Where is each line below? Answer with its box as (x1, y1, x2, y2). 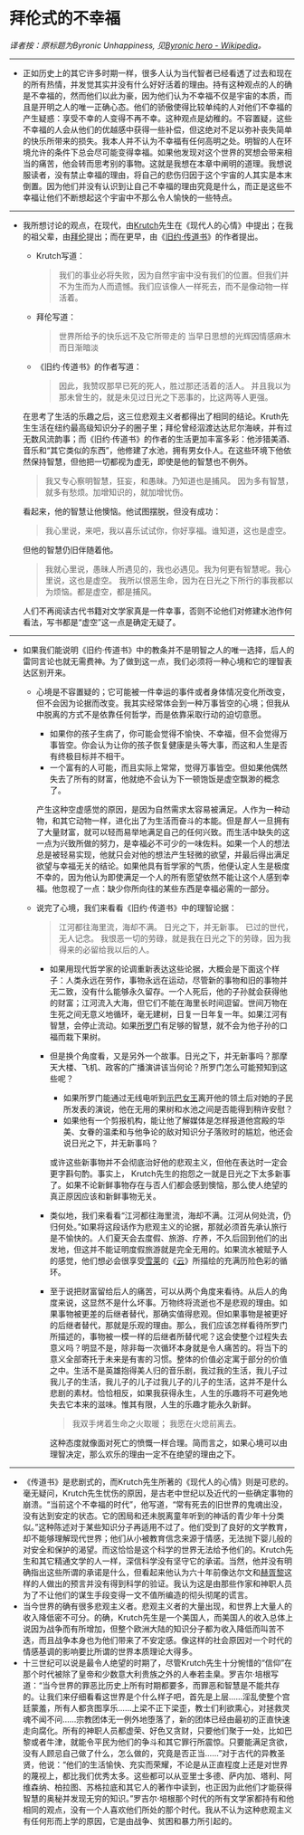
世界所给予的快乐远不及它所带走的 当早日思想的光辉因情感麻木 (58, 330, 291, 341)
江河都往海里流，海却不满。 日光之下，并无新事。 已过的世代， (58, 921, 294, 932)
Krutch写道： (35, 250, 86, 261)
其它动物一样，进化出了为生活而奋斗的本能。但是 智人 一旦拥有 (60, 815, 290, 826)
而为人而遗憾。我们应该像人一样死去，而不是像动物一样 (82, 280, 290, 291)
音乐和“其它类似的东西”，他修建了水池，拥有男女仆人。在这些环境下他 (22, 444, 284, 455)
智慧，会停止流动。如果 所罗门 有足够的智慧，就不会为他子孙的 (49, 1020, 280, 1031)
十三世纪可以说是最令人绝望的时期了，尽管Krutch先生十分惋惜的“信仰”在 (22, 1657, 292, 1668)
